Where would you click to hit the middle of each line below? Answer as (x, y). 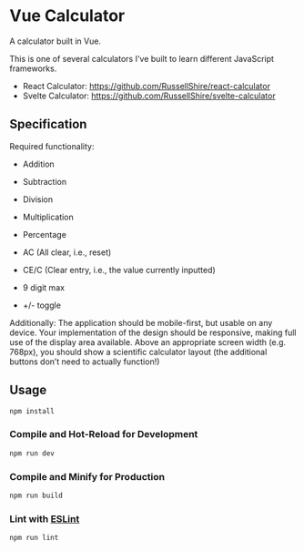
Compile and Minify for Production (87, 476)
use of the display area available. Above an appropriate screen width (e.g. (148, 342)
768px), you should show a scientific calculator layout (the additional (138, 352)
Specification (48, 124)
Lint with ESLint (45, 518)
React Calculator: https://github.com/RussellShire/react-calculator (147, 86)
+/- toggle (42, 305)
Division (37, 199)
